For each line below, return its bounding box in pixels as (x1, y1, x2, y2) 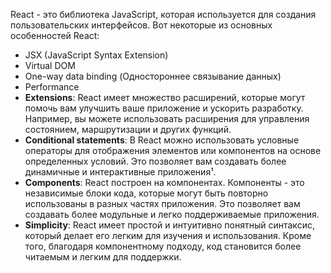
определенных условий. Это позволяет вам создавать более (24, 155, 287, 167)
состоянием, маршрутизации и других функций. (24, 124, 232, 135)
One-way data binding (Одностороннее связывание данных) (24, 70, 282, 82)
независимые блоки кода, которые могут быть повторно (24, 187, 269, 199)
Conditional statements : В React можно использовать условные (24, 134, 300, 146)
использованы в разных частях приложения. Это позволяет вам (24, 198, 301, 209)
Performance (24, 81, 80, 93)
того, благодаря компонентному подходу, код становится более (24, 240, 302, 252)
